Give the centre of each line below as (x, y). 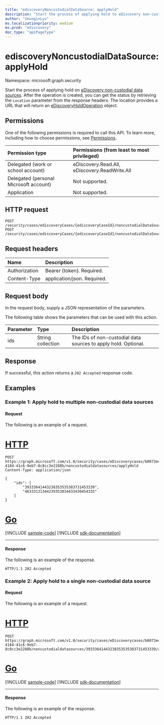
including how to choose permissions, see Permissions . (61, 138)
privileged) (86, 156)
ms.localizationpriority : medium (39, 23)
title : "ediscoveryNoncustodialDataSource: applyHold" (62, 10)
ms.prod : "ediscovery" (28, 28)
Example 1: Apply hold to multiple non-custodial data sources (79, 402)
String (44, 338)
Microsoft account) (30, 184)
